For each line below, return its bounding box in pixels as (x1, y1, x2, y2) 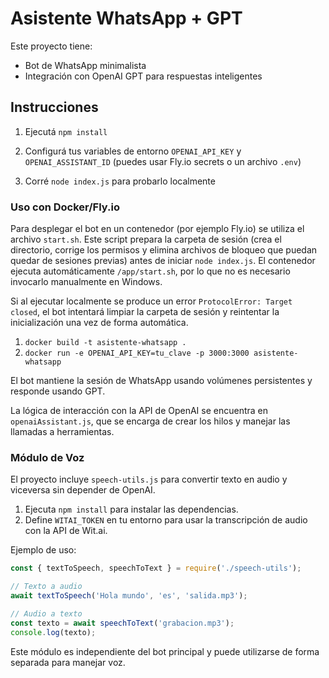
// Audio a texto (10, 608, 83, 619)
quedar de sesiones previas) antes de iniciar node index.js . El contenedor (10, 255, 316, 267)
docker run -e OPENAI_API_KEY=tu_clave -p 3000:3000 (24, 348, 250, 359)
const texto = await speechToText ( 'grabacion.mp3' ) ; (10, 618, 235, 628)
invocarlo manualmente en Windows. (10, 276, 163, 288)
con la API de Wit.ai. (24, 525, 108, 537)
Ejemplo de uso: (10, 544, 77, 556)
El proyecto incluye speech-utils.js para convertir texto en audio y (10, 473, 288, 486)
